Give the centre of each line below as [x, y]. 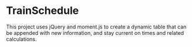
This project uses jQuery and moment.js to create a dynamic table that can [96, 27]
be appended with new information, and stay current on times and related [95, 32]
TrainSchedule [43, 11]
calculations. [21, 39]
